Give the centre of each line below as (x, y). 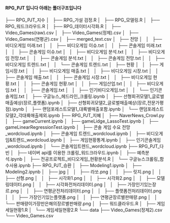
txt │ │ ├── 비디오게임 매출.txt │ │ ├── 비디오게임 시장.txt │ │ (89, 71)
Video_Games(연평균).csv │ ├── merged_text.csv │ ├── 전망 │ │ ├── (84, 39)
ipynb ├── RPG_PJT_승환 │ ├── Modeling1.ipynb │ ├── (80, 165)
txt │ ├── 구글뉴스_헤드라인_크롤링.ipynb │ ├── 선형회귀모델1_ (85, 96)
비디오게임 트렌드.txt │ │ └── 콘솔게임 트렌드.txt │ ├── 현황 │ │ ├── (82, 65)
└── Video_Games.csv (30, 216)
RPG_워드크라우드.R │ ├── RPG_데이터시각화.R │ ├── (63, 26)
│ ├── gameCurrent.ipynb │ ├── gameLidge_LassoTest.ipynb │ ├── (82, 121)
